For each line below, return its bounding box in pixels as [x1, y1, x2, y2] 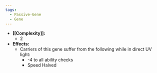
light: [19, 51, 30, 57]
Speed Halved [27, 62, 56, 68]
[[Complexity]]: [12, 30, 45, 36]
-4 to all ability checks [27, 57, 73, 63]
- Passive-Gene [9, 12, 41, 17]
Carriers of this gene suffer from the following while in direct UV [19, 46, 152, 52]
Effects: [12, 41, 29, 47]
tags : [5, 7, 16, 12]
